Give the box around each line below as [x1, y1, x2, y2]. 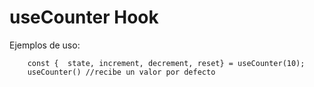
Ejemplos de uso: [9, 39, 81, 51]
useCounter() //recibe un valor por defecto [27, 67, 216, 77]
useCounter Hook [9, 6, 159, 29]
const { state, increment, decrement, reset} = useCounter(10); [27, 58, 306, 68]
